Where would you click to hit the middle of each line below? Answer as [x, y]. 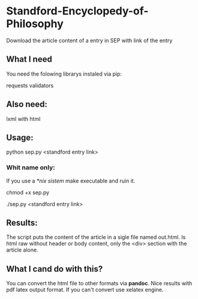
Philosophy [35, 24]
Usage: [20, 137]
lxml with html [23, 119]
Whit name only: [31, 168]
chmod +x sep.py [28, 192]
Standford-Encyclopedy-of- [77, 11]
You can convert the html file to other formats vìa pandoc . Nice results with [99, 283]
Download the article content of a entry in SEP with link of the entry [89, 40]
